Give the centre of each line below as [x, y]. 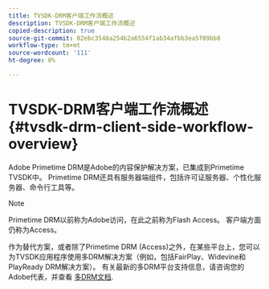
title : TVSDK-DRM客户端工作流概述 [61, 16]
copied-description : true [51, 30]
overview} [43, 144]
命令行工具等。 [54, 187]
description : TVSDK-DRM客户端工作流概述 [72, 23]
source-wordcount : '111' [50, 53]
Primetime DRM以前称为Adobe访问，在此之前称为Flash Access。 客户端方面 [135, 219]
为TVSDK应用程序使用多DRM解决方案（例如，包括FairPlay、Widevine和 [127, 256]
